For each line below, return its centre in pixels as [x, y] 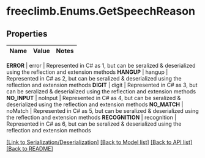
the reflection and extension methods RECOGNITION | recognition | [91, 117]
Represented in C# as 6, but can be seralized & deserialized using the [94, 124]
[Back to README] [30, 149]
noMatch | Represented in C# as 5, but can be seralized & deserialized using [102, 111]
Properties [27, 34]
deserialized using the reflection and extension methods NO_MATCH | [95, 104]
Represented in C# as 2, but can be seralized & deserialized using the [94, 78]
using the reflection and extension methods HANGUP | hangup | [87, 72]
